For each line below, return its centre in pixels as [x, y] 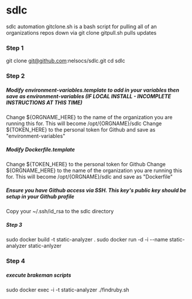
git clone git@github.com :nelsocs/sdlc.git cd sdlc [66, 61]
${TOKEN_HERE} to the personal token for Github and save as [81, 130]
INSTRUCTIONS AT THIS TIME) [44, 102]
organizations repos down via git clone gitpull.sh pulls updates [81, 32]
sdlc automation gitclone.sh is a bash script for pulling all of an [81, 26]
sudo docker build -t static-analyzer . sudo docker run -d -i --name [87, 240]
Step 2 [16, 76]
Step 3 [14, 224]
